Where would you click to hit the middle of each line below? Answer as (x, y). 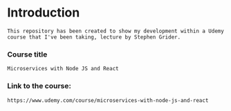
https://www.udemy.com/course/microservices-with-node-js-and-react (108, 100)
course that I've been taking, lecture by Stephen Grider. (94, 37)
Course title (27, 54)
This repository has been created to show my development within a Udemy (116, 31)
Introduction (44, 13)
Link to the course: (39, 86)
